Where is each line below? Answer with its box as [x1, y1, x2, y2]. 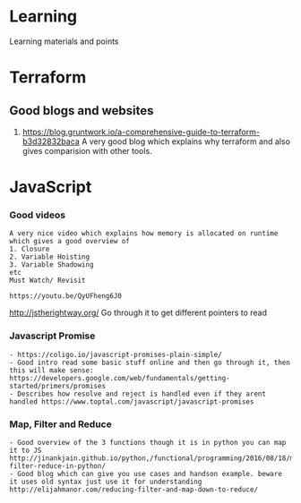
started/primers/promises [9, 381, 106, 390]
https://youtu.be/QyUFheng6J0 [9, 292, 123, 301]
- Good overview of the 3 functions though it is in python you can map [9, 439, 287, 448]
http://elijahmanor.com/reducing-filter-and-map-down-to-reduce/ [9, 485, 258, 494]
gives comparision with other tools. [21, 145, 152, 156]
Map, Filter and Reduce [9, 418, 112, 431]
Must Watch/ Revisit [9, 276, 87, 286]
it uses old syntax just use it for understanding [9, 477, 202, 487]
